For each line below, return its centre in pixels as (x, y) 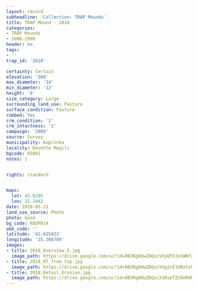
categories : (21, 28)
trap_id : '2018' (26, 61)
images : (16, 245)
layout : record (25, 11)
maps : (13, 191)
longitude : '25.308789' (35, 240)
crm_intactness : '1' (32, 126)
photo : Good (21, 218)
